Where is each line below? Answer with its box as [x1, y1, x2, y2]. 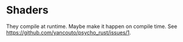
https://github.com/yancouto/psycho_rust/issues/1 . [6, 29, 131, 36]
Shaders [6, 3, 49, 17]
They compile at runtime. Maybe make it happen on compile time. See [6, 23, 178, 30]
